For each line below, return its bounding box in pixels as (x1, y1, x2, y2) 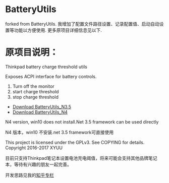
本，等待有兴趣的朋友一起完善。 (5, 161, 72, 167)
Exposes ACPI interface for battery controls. (5, 73, 97, 79)
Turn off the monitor (12, 83, 54, 89)
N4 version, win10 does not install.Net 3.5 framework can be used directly (5, 118, 159, 125)
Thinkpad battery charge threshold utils (5, 64, 87, 70)
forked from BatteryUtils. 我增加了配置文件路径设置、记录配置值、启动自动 (5, 21, 160, 27)
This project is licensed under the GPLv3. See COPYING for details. (5, 139, 145, 145)
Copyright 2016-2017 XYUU (5, 145, 63, 151)
